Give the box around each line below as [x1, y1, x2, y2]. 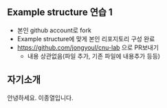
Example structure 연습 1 [7, 6, 113, 19]
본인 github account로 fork [16, 26, 91, 34]
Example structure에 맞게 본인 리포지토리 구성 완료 [16, 34, 155, 43]
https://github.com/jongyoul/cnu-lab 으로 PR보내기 [16, 43, 159, 52]
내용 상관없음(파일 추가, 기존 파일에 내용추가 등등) [27, 52, 160, 60]
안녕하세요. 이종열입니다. [7, 94, 74, 102]
